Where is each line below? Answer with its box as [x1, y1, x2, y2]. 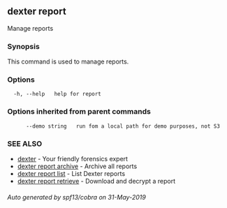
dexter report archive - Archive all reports [17, 162, 138, 170]
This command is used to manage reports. [7, 57, 129, 66]
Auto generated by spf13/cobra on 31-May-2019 [7, 193, 147, 201]
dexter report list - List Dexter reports [17, 170, 126, 177]
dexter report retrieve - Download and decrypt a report [17, 177, 176, 185]
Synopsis [7, 41, 40, 51]
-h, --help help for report [13, 91, 101, 98]
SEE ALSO [7, 139, 43, 149]
